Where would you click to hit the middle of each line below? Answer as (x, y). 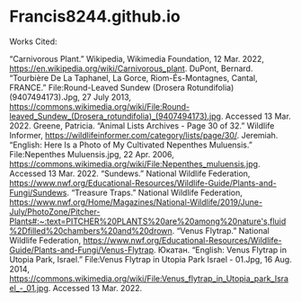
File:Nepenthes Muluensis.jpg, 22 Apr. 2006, (92, 154)
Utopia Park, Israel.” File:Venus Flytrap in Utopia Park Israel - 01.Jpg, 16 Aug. (150, 259)
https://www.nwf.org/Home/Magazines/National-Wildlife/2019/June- (136, 202)
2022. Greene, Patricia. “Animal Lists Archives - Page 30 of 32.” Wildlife (142, 125)
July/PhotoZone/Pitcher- (55, 211)
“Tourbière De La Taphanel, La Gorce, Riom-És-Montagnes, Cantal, (133, 77)
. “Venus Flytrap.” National (221, 230)
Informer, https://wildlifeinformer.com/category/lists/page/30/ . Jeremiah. (144, 135)
